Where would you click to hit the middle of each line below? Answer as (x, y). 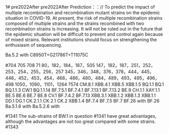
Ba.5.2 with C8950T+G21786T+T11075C (47, 55)
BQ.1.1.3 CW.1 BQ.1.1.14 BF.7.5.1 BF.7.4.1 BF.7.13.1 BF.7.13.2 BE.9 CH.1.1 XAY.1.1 (83, 90)
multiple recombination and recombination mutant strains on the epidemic (83, 13)
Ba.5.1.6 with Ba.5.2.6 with (33, 106)
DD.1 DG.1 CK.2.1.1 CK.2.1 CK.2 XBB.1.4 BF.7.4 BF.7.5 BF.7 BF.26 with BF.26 (82, 101)
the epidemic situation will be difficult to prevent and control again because (84, 34)
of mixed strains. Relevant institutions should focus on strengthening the (81, 40)
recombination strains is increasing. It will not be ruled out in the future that (84, 29)
